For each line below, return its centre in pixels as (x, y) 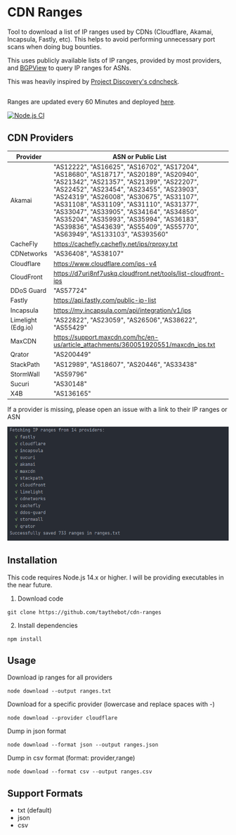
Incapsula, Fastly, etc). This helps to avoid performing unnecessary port (111, 39)
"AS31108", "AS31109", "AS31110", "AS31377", (126, 204)
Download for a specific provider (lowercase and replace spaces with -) (111, 704)
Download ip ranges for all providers (60, 677)
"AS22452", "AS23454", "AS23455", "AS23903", (126, 189)
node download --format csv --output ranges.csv (80, 772)
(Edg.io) (22, 327)
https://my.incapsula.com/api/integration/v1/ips (123, 310)
